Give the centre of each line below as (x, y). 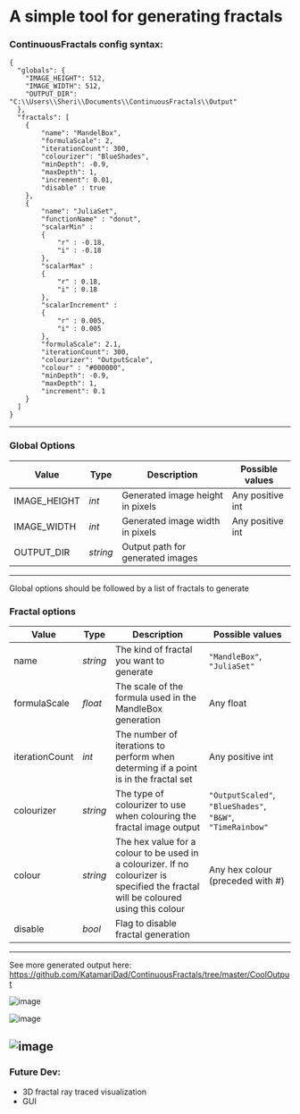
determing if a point (156, 768)
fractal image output (158, 827)
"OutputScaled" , (242, 795)
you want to (140, 661)
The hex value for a (155, 842)
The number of (146, 735)
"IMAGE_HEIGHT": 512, (65, 79)
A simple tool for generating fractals (146, 17)
